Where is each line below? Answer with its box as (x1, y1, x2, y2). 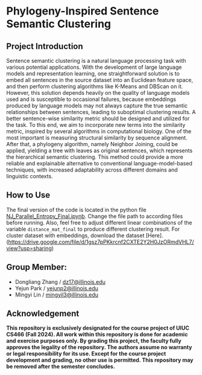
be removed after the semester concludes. (6, 363, 116, 370)
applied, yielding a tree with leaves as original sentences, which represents (6, 147, 193, 154)
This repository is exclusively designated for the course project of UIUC (6, 324, 190, 332)
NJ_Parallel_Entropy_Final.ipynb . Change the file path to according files (6, 213, 183, 220)
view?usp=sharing (6, 245, 52, 252)
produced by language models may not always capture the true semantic (6, 102, 188, 109)
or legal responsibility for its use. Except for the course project (6, 350, 166, 357)
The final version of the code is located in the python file (6, 206, 147, 213)
